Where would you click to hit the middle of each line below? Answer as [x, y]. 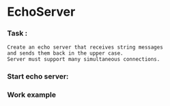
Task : [17, 34]
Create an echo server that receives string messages [85, 48]
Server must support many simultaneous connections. [84, 59]
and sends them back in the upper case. [66, 53]
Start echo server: [38, 77]
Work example [32, 95]
